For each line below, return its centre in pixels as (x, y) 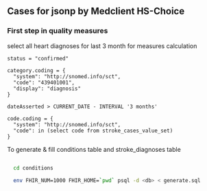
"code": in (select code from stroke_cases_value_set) (93, 131)
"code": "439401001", (44, 82)
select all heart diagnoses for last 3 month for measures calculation (102, 46)
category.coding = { (37, 70)
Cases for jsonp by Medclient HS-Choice (96, 11)
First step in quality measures (58, 31)
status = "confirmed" (38, 58)
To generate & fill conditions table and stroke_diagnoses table (94, 149)
